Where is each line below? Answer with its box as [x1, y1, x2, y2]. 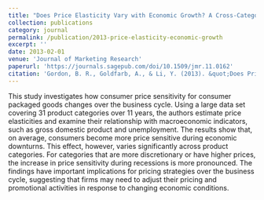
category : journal [8, 26, 68, 34]
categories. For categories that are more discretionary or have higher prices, [8, 150, 256, 159]
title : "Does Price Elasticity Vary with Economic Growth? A [8, 11, 213, 20]
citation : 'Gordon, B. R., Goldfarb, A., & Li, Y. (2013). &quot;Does [8, 70, 244, 78]
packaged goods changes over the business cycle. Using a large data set [8, 100, 246, 109]
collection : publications [8, 19, 93, 27]
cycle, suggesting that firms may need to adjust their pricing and [8, 174, 218, 184]
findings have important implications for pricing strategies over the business [8, 166, 255, 176]
